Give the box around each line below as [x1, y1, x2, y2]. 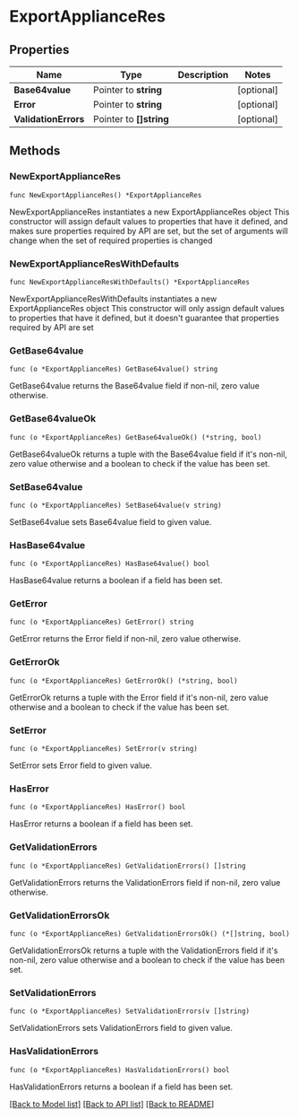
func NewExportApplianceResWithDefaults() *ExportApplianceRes [9, 277, 251, 286]
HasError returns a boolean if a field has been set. [9, 818, 193, 829]
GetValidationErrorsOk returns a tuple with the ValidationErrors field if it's [9, 945, 278, 956]
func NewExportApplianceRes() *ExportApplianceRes [9, 190, 202, 199]
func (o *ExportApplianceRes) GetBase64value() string [9, 365, 218, 374]
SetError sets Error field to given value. [9, 760, 153, 771]
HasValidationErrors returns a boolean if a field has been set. [9, 1081, 234, 1092]
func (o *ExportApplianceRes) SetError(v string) [9, 745, 199, 754]
